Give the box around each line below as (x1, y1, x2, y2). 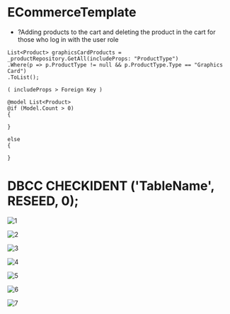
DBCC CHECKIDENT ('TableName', (7, 178, 214, 194)
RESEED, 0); (7, 193, 79, 209)
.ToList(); (7, 74, 40, 81)
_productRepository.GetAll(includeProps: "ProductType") (7, 55, 179, 62)
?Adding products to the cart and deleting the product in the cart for (17, 28, 216, 36)
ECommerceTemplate (7, 4, 137, 21)
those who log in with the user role (17, 35, 119, 43)
